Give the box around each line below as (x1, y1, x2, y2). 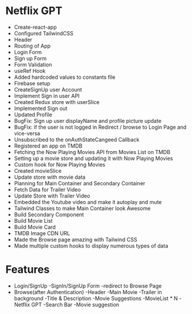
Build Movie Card (14, 223, 56, 231)
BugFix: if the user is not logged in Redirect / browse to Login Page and (14, 123, 187, 131)
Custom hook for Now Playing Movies (14, 161, 106, 168)
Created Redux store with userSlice (14, 98, 100, 105)
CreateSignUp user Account (14, 86, 83, 93)
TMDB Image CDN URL (14, 229, 70, 236)
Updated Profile (14, 111, 52, 118)
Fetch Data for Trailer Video (14, 186, 81, 193)
